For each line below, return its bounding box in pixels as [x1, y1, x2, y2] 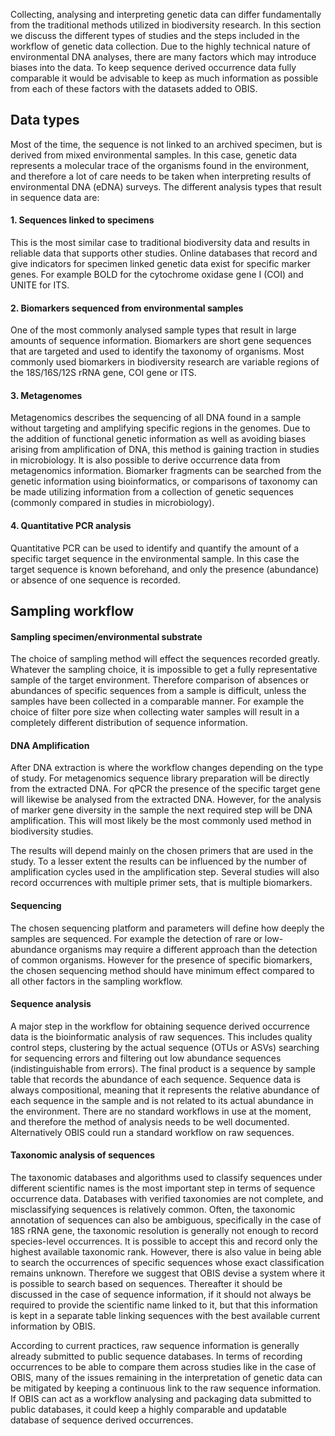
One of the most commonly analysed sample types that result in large [10, 324, 297, 336]
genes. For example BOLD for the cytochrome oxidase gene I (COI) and [10, 269, 304, 281]
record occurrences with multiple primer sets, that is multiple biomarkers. [10, 877, 313, 889]
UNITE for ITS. [10, 279, 70, 291]
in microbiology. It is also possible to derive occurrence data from [10, 454, 281, 466]
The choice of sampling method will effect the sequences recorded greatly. [10, 653, 321, 665]
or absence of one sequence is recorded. [10, 574, 181, 586]
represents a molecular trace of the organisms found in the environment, [10, 159, 310, 171]
